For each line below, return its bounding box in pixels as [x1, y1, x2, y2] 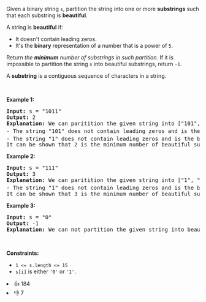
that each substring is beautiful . [6, 12, 88, 19]
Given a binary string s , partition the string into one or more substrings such [6, 6, 199, 12]
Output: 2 [6, 114, 36, 121]
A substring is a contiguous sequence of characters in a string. [6, 72, 167, 79]
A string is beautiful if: [6, 24, 63, 31]
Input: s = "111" [6, 165, 58, 172]
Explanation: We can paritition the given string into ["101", [6, 120, 200, 127]
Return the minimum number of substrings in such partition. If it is [6, 54, 174, 61]
